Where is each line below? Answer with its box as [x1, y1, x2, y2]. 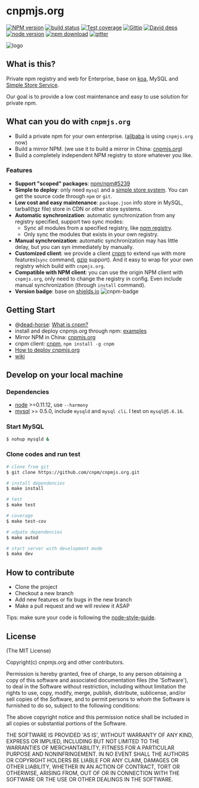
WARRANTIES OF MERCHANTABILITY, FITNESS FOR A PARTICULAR [6, 744, 175, 751]
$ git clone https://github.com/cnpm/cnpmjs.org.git [6, 469, 140, 475]
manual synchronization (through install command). [14, 281, 146, 288]
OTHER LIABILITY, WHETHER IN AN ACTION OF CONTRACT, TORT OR [6, 763, 180, 770]
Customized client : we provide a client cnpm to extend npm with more [14, 250, 186, 257]
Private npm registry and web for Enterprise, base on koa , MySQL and [6, 75, 179, 82]
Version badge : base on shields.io [14, 288, 99, 295]
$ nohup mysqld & [6, 436, 49, 442]
